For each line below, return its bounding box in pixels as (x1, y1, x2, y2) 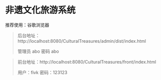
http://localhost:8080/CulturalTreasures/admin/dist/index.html (17, 38, 146, 44)
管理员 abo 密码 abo (17, 48, 59, 54)
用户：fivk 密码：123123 (17, 69, 68, 75)
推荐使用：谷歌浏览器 (5, 22, 49, 28)
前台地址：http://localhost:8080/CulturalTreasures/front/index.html (17, 59, 156, 65)
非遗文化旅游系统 (5, 4, 76, 16)
